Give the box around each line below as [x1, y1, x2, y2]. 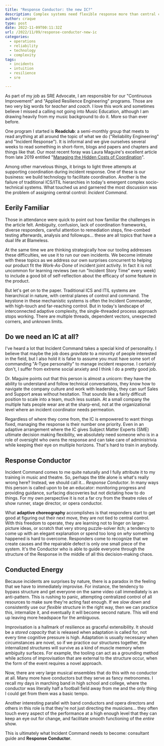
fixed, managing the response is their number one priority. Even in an [5, 422, 144, 427]
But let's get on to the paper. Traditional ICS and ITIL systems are [5, 287, 136, 293]
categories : [5, 35, 29, 40]
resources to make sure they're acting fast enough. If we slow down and [5, 599, 150, 605]
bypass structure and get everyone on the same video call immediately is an [5, 589, 159, 594]
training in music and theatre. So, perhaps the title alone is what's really [5, 474, 149, 481]
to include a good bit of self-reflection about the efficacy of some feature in [5, 273, 157, 279]
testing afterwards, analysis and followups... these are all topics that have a [5, 232, 156, 238]
